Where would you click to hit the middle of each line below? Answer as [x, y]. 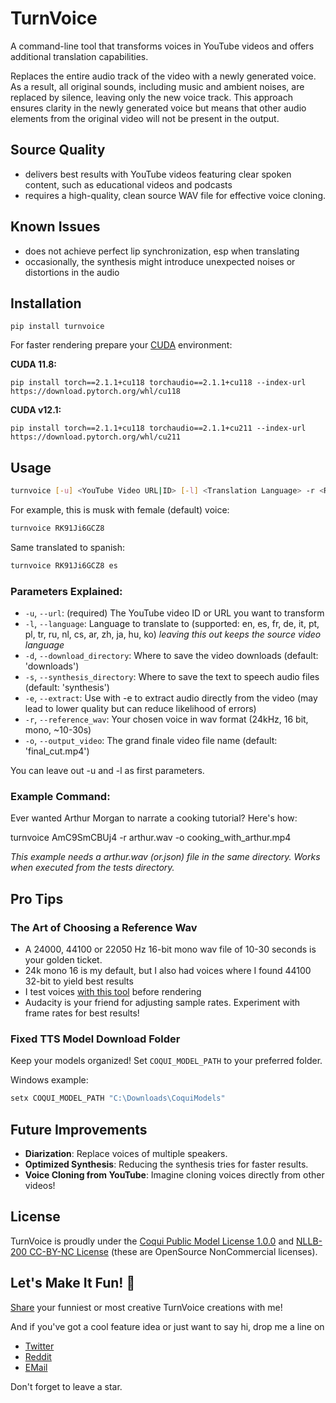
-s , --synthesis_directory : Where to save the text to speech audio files [172, 677]
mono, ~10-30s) [58, 730]
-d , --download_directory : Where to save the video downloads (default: [171, 656]
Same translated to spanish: [68, 547]
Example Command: [60, 797]
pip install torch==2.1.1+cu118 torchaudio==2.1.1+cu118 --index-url [158, 383]
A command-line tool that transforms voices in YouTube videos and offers [162, 46]
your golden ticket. [63, 960]
